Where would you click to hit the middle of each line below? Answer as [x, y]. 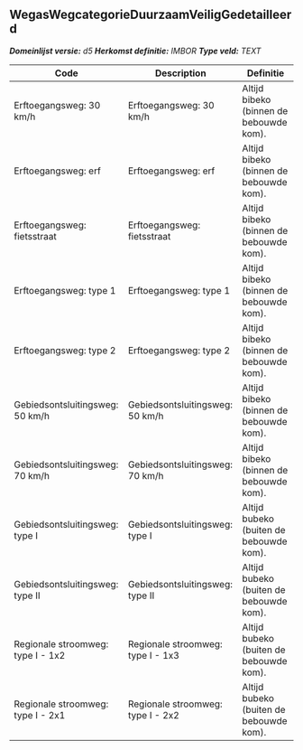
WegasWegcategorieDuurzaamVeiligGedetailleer [151, 15]
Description [180, 73]
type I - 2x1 [40, 715]
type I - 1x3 [154, 655]
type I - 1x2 [40, 655]
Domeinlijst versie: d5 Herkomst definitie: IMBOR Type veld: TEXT [135, 51]
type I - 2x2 [154, 715]
